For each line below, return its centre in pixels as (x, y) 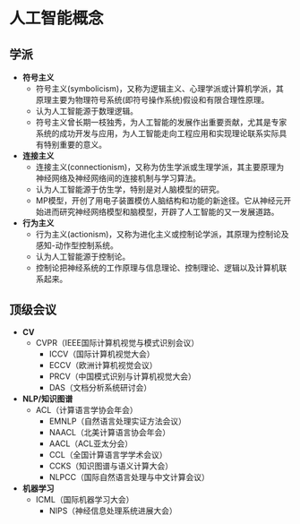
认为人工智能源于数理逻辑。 (87, 111)
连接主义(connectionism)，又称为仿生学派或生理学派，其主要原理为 (160, 167)
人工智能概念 (57, 18)
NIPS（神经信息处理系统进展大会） (113, 511)
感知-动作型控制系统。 (77, 245)
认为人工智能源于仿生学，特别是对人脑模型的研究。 (130, 189)
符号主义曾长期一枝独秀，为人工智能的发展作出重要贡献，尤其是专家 (161, 122)
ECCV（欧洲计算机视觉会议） (103, 365)
